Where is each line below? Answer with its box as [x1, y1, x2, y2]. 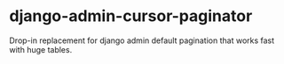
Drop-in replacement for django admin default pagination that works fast [9, 35, 275, 46]
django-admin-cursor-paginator [9, 6, 253, 26]
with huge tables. [9, 44, 73, 54]
